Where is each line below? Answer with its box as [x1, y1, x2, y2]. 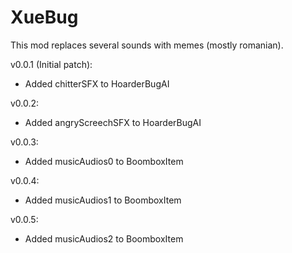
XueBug [10, 6, 79, 29]
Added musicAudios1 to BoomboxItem [24, 194, 182, 206]
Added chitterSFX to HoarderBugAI [24, 77, 170, 90]
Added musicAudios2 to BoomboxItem [24, 232, 184, 245]
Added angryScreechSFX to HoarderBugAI [24, 116, 202, 128]
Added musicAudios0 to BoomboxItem [24, 155, 184, 167]
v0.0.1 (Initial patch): [10, 58, 93, 70]
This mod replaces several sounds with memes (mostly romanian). [10, 39, 284, 51]
